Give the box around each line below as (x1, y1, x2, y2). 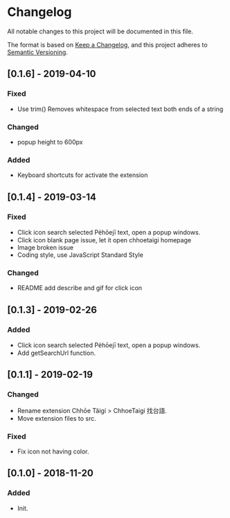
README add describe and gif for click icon (17, 284, 143, 292)
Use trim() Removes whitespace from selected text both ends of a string (17, 105, 224, 113)
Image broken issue (17, 243, 74, 251)
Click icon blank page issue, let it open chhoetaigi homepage (17, 235, 192, 244)
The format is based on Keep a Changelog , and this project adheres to (7, 40, 208, 49)
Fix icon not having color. (17, 447, 89, 456)
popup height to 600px (17, 137, 83, 146)
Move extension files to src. (17, 414, 96, 422)
